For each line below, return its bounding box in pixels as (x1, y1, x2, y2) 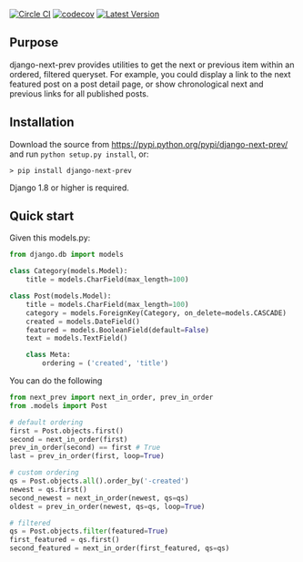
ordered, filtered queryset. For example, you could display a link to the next (9, 68, 291, 79)
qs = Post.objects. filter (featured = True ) (9, 526, 169, 536)
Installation (9, 115, 75, 130)
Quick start (9, 209, 75, 224)
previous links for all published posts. (9, 87, 149, 99)
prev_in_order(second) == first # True (9, 443, 161, 453)
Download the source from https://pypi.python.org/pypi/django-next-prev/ (9, 138, 288, 149)
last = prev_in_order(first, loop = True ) (9, 452, 166, 461)
